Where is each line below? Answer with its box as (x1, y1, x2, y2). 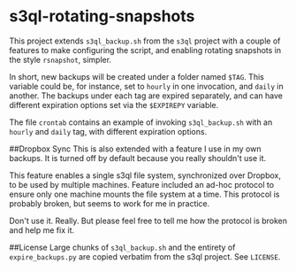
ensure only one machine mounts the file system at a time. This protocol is (9, 189, 280, 199)
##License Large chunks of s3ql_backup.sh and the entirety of (9, 242, 236, 252)
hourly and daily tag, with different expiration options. (9, 126, 208, 136)
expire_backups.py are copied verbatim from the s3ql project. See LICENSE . (9, 251, 281, 262)
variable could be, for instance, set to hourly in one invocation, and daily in (9, 81, 285, 91)
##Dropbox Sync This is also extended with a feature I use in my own (9, 143, 262, 154)
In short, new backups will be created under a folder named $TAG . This (9, 71, 265, 81)
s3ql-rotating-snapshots (9, 6, 195, 27)
